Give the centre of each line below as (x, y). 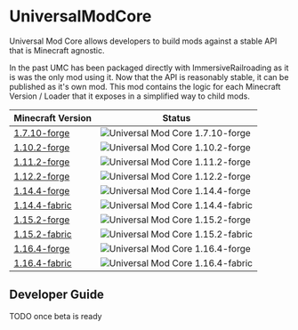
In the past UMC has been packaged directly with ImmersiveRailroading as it (149, 68)
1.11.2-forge (42, 162)
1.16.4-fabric (43, 262)
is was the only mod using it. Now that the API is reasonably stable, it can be (149, 76)
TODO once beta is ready (56, 316)
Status (177, 117)
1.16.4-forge (42, 248)
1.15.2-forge (42, 220)
